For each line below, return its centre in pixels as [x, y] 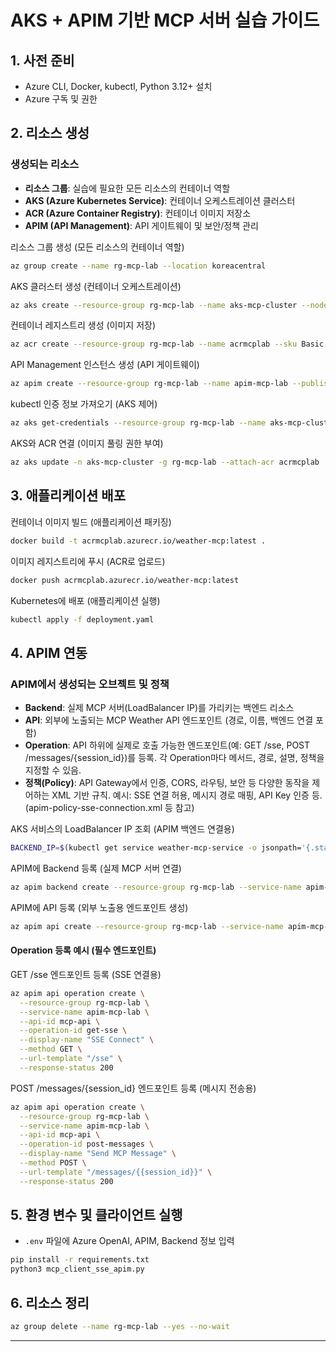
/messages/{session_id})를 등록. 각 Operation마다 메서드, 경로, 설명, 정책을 [174, 758]
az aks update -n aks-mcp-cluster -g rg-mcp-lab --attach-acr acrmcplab [165, 462]
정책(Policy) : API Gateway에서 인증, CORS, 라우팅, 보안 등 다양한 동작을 [167, 783]
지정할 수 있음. [53, 770]
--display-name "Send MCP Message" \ [98, 1154]
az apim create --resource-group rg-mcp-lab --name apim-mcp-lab [149, 384]
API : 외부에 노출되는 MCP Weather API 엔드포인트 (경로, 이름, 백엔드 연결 [169, 720]
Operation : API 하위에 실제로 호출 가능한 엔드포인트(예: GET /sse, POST [167, 745]
